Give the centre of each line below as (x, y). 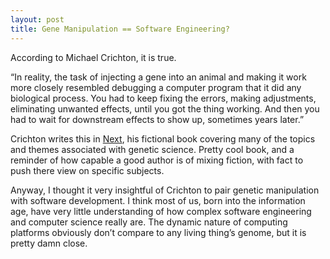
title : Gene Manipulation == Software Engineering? (120, 29)
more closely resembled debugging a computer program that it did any (156, 87)
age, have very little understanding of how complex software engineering (161, 211)
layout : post (37, 19)
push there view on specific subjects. (87, 170)
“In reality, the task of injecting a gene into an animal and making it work (158, 77)
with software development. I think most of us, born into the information (158, 200)
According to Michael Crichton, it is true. (93, 57)
